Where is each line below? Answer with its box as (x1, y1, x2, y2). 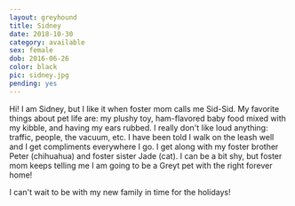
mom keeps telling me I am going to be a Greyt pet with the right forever (9, 160, 273, 170)
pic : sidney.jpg (9, 71, 69, 80)
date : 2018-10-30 (9, 29, 74, 38)
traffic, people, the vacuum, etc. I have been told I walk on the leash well (9, 131, 275, 142)
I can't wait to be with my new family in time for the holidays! (9, 186, 231, 197)
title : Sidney (9, 21, 62, 30)
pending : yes (9, 79, 58, 88)
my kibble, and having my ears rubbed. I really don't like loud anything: (9, 122, 268, 133)
